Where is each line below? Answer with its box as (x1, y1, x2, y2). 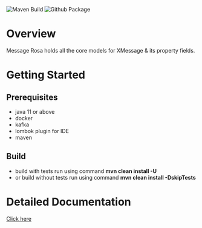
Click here (6, 215, 32, 222)
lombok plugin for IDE (15, 127, 70, 134)
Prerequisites (6, 92, 58, 102)
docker (15, 114, 33, 122)
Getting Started (6, 68, 86, 82)
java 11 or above (15, 108, 55, 115)
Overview (6, 27, 56, 41)
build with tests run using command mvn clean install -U (15, 167, 157, 175)
